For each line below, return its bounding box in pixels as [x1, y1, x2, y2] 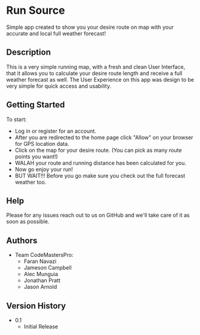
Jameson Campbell [23, 264, 72, 271]
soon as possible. [6, 218, 50, 225]
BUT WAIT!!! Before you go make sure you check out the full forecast [14, 172, 186, 179]
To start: [6, 115, 27, 123]
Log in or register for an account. [14, 127, 97, 134]
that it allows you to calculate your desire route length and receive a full [6, 70, 183, 77]
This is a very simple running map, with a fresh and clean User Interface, [6, 63, 186, 70]
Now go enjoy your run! [14, 166, 73, 173]
